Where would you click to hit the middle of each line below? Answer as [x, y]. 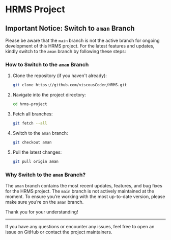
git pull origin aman [35, 161]
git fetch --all [30, 124]
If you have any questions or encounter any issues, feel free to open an [80, 226]
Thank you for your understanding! [42, 212]
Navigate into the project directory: [49, 95]
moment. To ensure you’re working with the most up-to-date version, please [85, 196]
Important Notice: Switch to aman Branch [70, 28]
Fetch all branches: [33, 114]
